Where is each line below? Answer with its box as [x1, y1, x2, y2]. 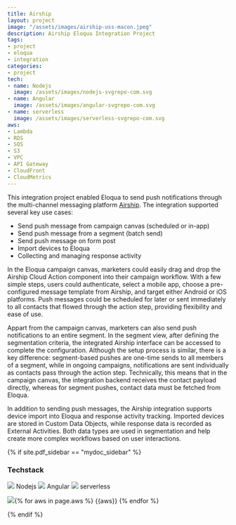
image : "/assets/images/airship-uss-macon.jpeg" [7, 23, 152, 30]
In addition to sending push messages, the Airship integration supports [7, 404, 212, 413]
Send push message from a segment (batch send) [17, 229, 163, 238]
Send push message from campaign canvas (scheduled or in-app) [17, 221, 210, 230]
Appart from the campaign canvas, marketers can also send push [7, 323, 197, 332]
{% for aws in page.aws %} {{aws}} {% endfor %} [14, 496, 159, 505]
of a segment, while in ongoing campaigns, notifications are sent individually [7, 361, 230, 369]
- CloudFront [7, 167, 46, 174]
